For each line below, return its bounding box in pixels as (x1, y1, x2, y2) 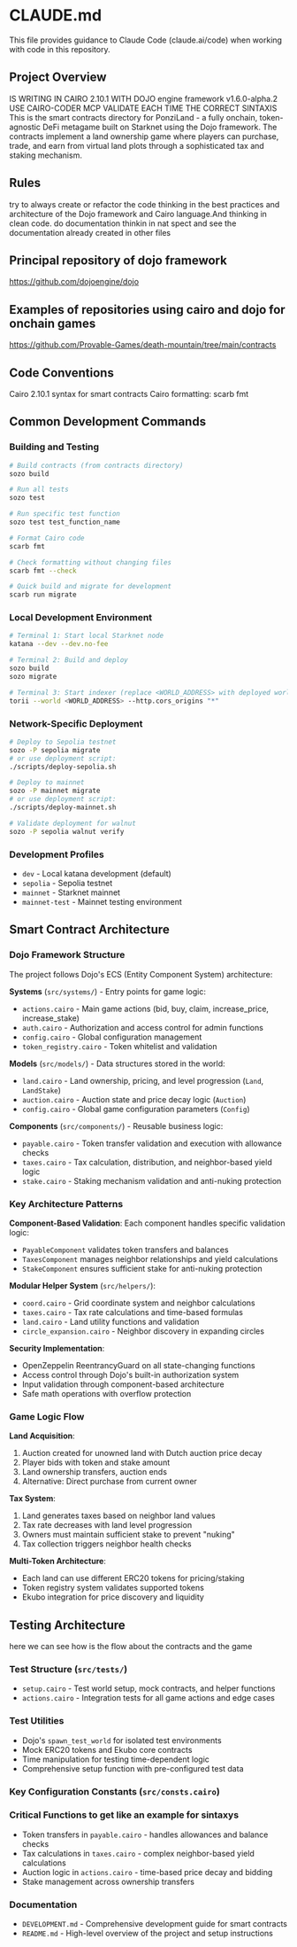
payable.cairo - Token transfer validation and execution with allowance (21, 1138, 283, 1149)
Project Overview (9, 70, 107, 85)
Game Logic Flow (9, 1410, 85, 1422)
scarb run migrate (9, 590, 77, 599)
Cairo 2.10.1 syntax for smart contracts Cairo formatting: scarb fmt (9, 389, 249, 399)
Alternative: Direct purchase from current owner (21, 1476, 197, 1487)
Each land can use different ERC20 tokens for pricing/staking (21, 1573, 245, 1584)
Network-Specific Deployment (9, 717, 143, 729)
